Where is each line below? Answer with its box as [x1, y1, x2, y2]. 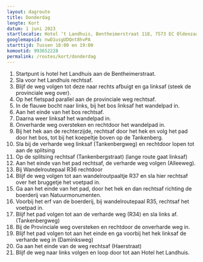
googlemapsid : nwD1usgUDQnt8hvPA [7, 37, 91, 43]
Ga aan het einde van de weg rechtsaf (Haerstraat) [15, 242, 142, 249]
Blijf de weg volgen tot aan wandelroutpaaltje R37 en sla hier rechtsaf [15, 172, 189, 179]
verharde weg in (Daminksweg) [15, 236, 94, 243]
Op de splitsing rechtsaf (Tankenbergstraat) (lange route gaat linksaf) [15, 153, 188, 160]
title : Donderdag [7, 14, 51, 20]
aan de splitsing [15, 147, 55, 154]
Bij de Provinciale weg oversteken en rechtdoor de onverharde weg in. [15, 223, 190, 230]
